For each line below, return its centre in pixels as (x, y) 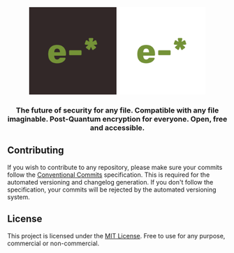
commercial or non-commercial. (53, 243)
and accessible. (117, 127)
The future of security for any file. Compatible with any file (117, 110)
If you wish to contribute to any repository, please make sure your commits (115, 167)
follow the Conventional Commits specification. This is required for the (109, 175)
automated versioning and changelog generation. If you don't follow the (110, 182)
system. (19, 197)
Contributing (36, 151)
